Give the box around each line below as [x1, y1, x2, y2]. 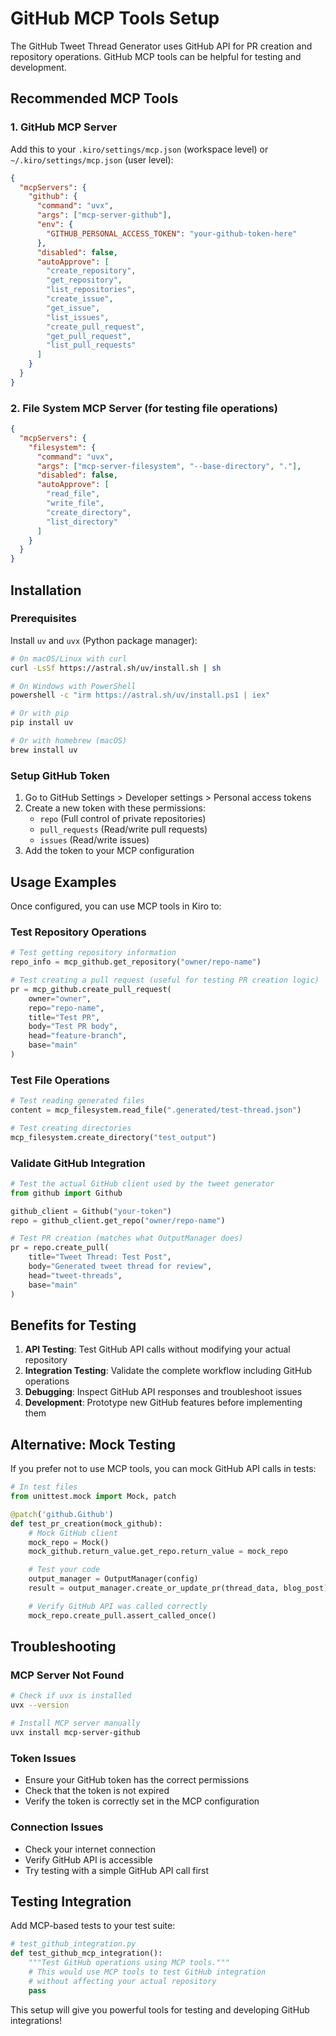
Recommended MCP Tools [10, 90, 179, 107]
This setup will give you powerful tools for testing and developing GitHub [10, 2003, 310, 2016]
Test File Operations [10, 1073, 110, 1087]
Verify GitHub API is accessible [24, 1853, 153, 1866]
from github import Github [10, 1188, 123, 1198]
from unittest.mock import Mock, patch [10, 1492, 177, 1502]
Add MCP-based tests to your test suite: [10, 1920, 176, 1932]
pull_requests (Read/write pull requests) [39, 823, 208, 836]
